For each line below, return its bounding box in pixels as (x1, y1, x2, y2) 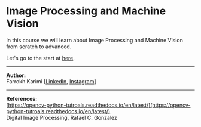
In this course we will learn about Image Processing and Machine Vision (6, 36, 184, 44)
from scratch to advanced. (6, 43, 72, 50)
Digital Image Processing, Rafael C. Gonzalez (6, 114, 118, 121)
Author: (6, 72, 26, 79)
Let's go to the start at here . (6, 54, 75, 61)
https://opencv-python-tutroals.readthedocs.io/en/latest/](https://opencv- (8, 101, 191, 109)
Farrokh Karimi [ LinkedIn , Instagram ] (6, 78, 97, 85)
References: (6, 95, 38, 102)
